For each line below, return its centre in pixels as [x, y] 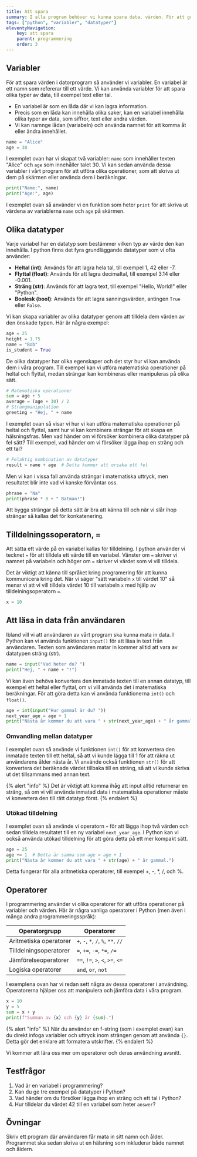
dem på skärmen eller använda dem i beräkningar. [67, 178]
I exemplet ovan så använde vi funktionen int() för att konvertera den [91, 749]
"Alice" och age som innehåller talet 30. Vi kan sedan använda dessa [89, 165]
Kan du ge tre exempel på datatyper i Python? [70, 1092]
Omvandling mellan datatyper [49, 737]
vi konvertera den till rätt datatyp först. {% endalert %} [72, 798]
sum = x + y [21, 1012]
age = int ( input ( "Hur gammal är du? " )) [56, 710]
